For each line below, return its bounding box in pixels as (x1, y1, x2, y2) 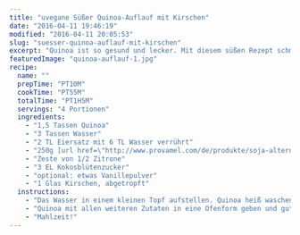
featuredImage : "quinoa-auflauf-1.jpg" (9, 55, 158, 63)
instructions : (17, 188, 70, 197)
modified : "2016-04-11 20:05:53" (9, 29, 134, 38)
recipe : (9, 63, 38, 72)
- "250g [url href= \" (25, 146, 105, 155)
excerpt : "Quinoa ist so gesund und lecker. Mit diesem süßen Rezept (9, 46, 274, 55)
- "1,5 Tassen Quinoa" (25, 122, 110, 130)
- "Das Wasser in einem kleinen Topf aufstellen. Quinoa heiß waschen (25, 196, 294, 206)
